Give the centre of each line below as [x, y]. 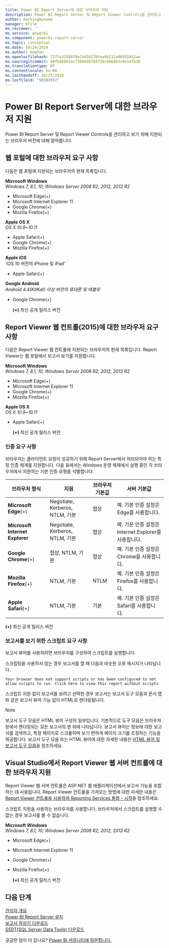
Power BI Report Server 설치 [34, 917]
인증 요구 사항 [21, 447]
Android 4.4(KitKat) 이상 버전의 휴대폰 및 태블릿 [53, 289]
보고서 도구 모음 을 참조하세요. [34, 746]
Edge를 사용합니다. [138, 512]
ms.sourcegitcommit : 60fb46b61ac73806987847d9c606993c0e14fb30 [73, 61]
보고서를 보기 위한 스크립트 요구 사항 [46, 641]
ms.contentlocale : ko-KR [31, 71]
